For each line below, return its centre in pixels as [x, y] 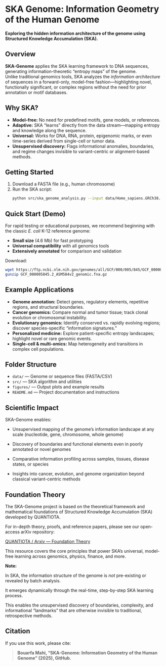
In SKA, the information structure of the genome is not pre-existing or [76, 575]
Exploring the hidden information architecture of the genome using [75, 33]
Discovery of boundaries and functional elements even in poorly [78, 444]
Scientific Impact [32, 407]
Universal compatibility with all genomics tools [61, 246]
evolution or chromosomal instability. [50, 317]
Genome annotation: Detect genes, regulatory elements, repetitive [80, 302]
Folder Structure [31, 365]
